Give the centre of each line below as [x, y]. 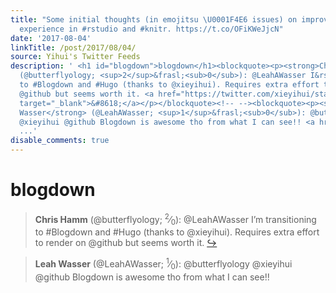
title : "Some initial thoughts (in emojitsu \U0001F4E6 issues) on [154, 19]
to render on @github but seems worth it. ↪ [126, 243]
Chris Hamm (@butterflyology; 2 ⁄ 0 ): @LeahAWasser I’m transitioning [175, 219]
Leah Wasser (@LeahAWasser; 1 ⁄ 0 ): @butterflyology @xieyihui [163, 264]
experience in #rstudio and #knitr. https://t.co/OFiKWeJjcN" [151, 29]
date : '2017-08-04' [51, 38]
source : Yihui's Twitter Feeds [75, 57]
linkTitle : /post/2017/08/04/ [73, 47]
